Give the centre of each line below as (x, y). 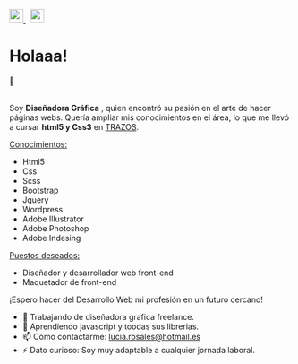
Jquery (35, 199)
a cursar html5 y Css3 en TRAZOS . (74, 126)
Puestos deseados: (45, 255)
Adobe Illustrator (53, 219)
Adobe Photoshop (55, 228)
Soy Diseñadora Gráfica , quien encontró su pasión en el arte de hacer (140, 108)
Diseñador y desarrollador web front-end (98, 273)
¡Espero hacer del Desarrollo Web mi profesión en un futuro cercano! (136, 299)
